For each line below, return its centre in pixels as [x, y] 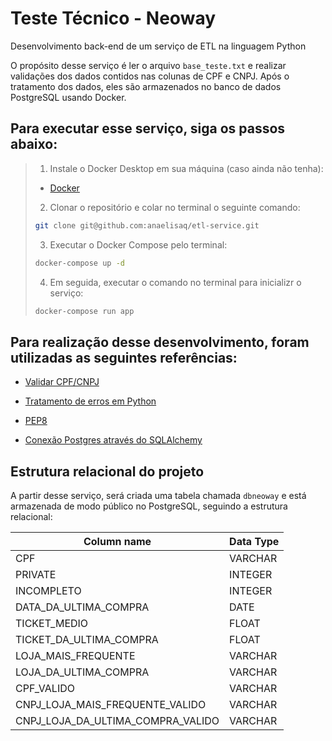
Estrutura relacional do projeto [107, 471]
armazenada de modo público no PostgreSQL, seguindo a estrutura [149, 506]
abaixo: [34, 144]
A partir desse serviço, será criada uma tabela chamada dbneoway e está [158, 495]
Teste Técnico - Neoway [113, 18]
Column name [117, 541]
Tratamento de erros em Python [90, 401]
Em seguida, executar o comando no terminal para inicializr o [175, 282]
